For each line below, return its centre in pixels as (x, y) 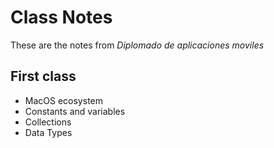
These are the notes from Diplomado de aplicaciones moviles (137, 45)
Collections (48, 122)
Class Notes (61, 17)
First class (43, 76)
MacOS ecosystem (63, 100)
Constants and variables (75, 111)
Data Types (48, 132)
